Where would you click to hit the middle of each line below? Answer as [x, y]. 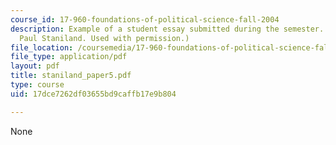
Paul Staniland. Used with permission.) [104, 38]
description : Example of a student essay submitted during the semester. [167, 29]
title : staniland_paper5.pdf [71, 76]
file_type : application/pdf [69, 57]
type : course [37, 85]
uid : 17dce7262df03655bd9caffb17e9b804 [93, 94]
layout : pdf [35, 66]
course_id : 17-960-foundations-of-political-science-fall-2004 [145, 19]
